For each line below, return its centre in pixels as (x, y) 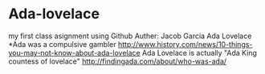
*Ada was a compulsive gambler (62, 44)
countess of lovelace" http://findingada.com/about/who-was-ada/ (118, 61)
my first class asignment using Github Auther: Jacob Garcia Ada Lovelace (130, 36)
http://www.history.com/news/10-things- (185, 44)
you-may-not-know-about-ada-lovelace (74, 53)
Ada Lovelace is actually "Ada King (199, 53)
